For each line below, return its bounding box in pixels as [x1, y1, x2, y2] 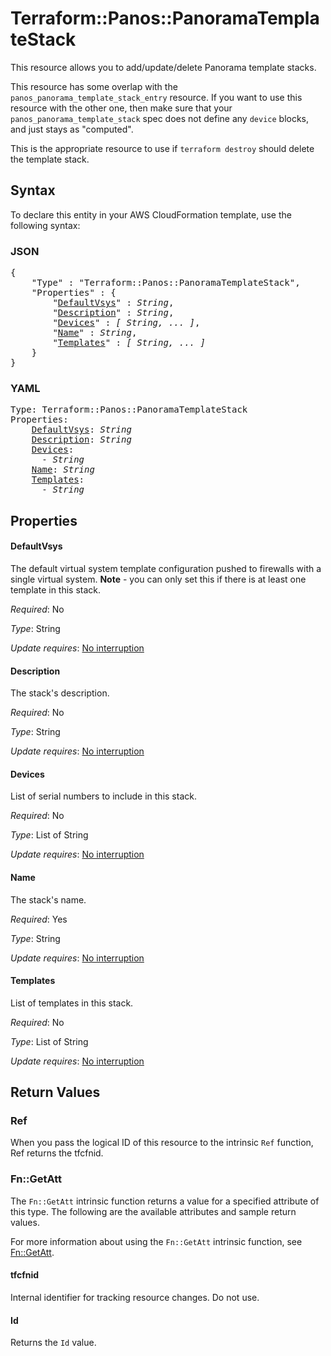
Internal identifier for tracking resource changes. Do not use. [10, 1291, 260, 1303]
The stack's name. [10, 893, 87, 906]
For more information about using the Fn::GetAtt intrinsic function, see [10, 1235, 303, 1247]
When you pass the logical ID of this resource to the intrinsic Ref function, [10, 1137, 314, 1149]
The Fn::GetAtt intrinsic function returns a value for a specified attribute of [10, 1195, 320, 1207]
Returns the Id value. [10, 1337, 97, 1349]
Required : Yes [10, 913, 68, 925]
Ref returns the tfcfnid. [10, 1147, 104, 1159]
